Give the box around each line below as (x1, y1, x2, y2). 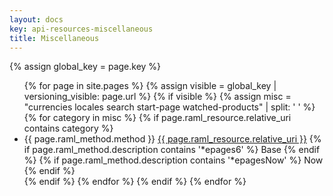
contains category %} (23, 122, 114, 135)
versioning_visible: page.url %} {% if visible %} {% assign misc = (23, 91, 292, 103)
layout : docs (9, 14, 64, 25)
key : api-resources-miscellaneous (9, 24, 154, 34)
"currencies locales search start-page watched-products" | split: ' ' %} (23, 101, 316, 113)
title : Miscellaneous (9, 33, 100, 43)
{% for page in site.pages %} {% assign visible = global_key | (23, 80, 277, 92)
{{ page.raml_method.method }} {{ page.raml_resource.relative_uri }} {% (23, 133, 322, 145)
